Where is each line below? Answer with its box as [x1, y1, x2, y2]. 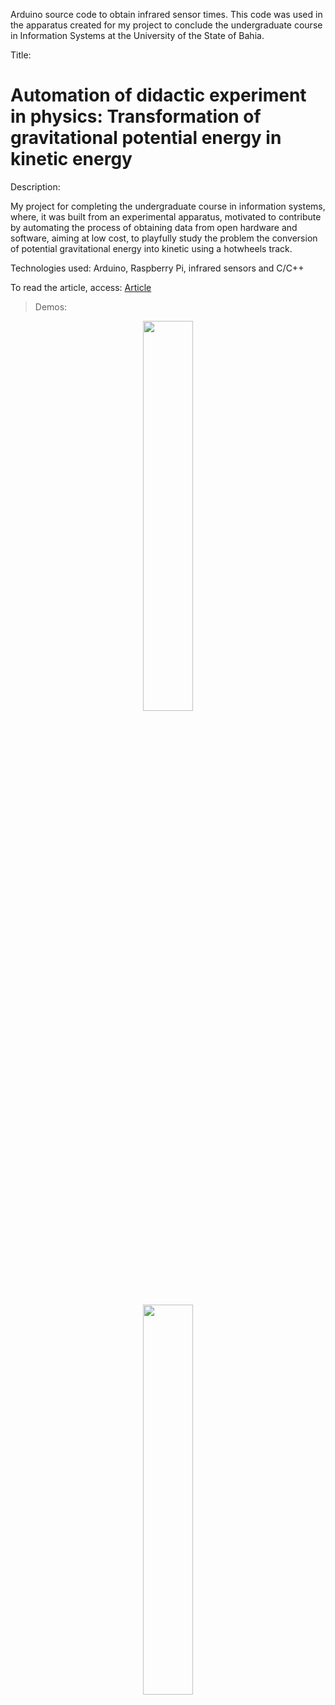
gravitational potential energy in [10, 127, 282, 149]
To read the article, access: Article [10, 281, 152, 293]
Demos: [34, 300, 68, 313]
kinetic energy [10, 148, 133, 171]
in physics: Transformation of [10, 105, 262, 128]
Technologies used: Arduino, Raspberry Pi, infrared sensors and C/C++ [10, 262, 305, 274]
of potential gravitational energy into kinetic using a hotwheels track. [10, 242, 293, 254]
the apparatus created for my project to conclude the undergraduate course [10, 19, 323, 31]
